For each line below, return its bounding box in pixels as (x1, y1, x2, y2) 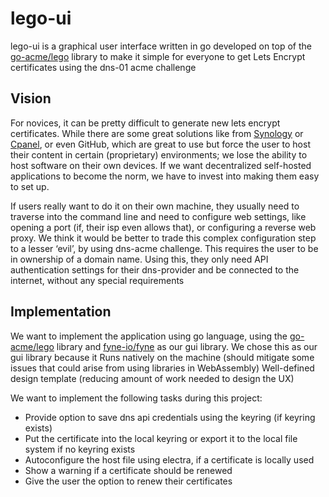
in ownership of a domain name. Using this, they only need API (10, 253, 269, 265)
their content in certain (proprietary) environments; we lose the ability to (10, 148, 308, 161)
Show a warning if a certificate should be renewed (24, 464, 233, 476)
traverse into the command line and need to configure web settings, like (10, 210, 307, 222)
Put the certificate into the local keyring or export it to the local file (24, 432, 298, 444)
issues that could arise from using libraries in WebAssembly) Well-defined (10, 362, 315, 374)
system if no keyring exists (24, 443, 136, 455)
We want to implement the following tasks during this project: (10, 392, 263, 404)
